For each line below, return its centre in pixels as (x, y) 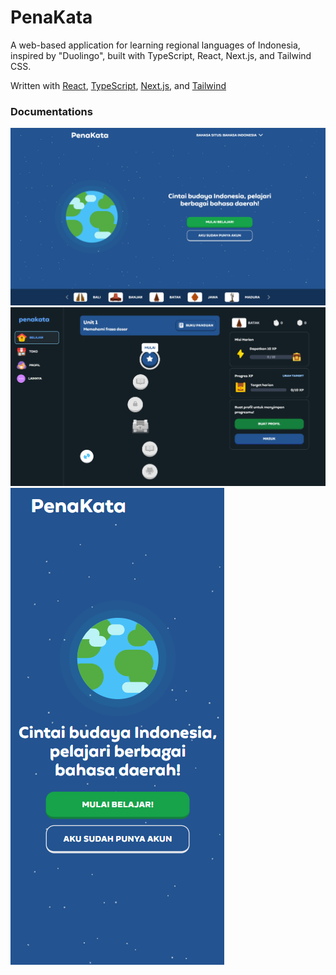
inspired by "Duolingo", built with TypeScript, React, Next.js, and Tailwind (161, 55)
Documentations (51, 111)
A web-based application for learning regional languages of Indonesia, (155, 45)
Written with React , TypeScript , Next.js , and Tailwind (118, 85)
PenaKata (51, 17)
